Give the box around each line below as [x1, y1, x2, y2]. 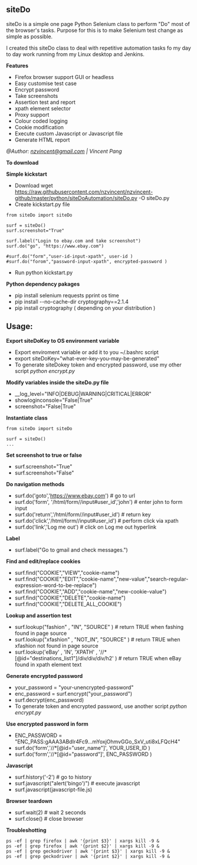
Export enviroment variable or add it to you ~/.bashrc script [14, 348, 159, 356]
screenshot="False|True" [14, 402, 76, 409]
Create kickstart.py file [14, 201, 70, 208]
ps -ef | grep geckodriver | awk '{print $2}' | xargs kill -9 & [6, 853, 170, 859]
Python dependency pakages [6, 280, 80, 287]
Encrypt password [14, 86, 60, 93]
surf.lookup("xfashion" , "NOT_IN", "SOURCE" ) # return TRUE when [14, 635, 181, 643]
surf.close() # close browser [14, 815, 84, 822]
